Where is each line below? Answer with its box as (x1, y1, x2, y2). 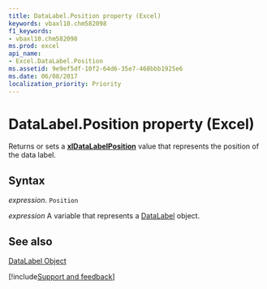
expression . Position (8, 196, 79, 205)
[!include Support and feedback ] (8, 272, 115, 282)
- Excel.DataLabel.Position (8, 58, 104, 66)
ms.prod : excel (8, 42, 60, 50)
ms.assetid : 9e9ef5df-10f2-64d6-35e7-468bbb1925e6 (8, 65, 183, 73)
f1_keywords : (8, 27, 53, 35)
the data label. (8, 150, 57, 160)
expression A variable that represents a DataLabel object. (8, 211, 200, 221)
